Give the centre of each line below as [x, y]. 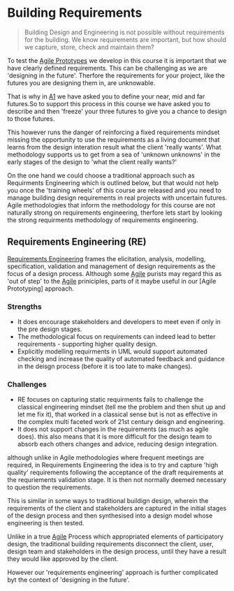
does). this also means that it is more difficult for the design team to [115, 437]
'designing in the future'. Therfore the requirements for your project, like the [116, 75]
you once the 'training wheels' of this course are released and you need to [114, 190]
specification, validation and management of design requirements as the [111, 266]
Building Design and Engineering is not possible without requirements [124, 32]
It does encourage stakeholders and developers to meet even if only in [119, 322]
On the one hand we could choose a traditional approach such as [101, 175]
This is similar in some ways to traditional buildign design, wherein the [108, 501]
